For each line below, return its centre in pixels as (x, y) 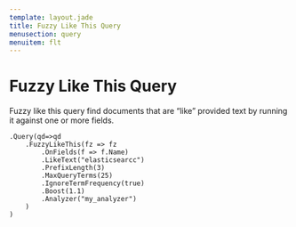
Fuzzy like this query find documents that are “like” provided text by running (148, 111)
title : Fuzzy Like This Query (65, 26)
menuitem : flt (36, 42)
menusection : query (45, 34)
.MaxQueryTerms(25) (77, 176)
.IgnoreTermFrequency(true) (93, 183)
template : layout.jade (51, 17)
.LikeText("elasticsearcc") (93, 160)
